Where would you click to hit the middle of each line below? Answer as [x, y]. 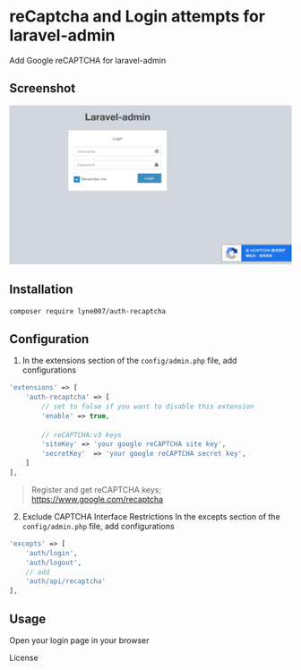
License [24, 658]
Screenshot [43, 88]
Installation [41, 290]
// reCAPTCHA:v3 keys [82, 435]
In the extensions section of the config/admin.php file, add [129, 361]
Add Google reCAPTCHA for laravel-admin [88, 60]
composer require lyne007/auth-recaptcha [88, 311]
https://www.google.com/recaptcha [97, 499]
